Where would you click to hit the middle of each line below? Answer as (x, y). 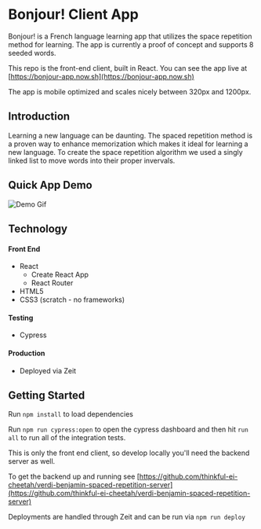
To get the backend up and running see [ (74, 476)
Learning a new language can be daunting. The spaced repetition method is (130, 135)
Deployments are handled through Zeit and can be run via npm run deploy (127, 517)
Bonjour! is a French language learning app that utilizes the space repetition (130, 36)
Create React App (60, 275)
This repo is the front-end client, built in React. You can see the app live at (128, 68)
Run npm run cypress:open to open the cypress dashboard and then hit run (128, 429)
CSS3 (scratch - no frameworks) (72, 299)
